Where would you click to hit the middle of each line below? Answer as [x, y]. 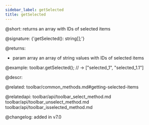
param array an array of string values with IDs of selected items [78, 57]
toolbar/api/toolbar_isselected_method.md [49, 107]
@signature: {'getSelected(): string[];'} [45, 38]
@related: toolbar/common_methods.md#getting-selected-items [72, 87]
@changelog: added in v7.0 [33, 117]
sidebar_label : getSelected [35, 10]
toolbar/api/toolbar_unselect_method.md [47, 102]
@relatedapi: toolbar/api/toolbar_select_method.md [58, 96]
